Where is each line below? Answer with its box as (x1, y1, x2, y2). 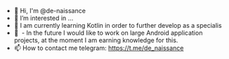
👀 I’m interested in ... (13, 14, 74, 22)
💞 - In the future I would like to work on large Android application (13, 28, 203, 37)
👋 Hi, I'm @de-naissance (13, 7, 86, 15)
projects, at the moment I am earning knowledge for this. (13, 36, 178, 44)
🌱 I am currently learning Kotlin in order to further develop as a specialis (13, 22, 223, 29)
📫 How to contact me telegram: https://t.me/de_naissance (13, 44, 184, 52)
